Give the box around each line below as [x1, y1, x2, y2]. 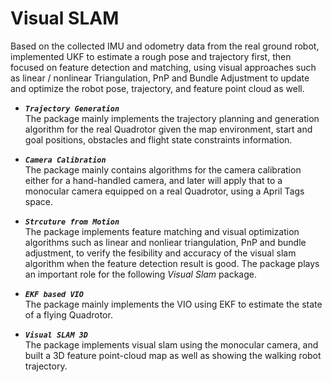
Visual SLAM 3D [24, 330, 89, 340]
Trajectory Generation [24, 103, 120, 114]
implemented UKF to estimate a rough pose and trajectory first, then [10, 50, 292, 62]
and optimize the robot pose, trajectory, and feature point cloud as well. [10, 82, 305, 94]
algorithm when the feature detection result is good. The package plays [24, 257, 320, 269]
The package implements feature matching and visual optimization [24, 225, 300, 237]
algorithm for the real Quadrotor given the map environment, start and [24, 123, 313, 135]
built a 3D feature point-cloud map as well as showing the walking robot [24, 349, 322, 361]
